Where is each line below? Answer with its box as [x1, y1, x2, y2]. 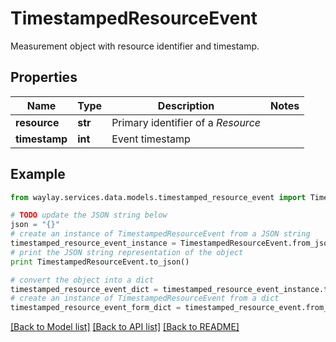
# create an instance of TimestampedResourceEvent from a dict [10, 293, 280, 304]
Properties [10, 69, 78, 86]
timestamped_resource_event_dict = [10, 284, 159, 294]
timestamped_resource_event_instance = [10, 238, 177, 249]
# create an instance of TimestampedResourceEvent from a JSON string [10, 229, 311, 239]
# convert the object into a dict [10, 275, 155, 285]
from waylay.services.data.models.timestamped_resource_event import [10, 192, 307, 202]
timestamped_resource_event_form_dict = [10, 303, 182, 313]
